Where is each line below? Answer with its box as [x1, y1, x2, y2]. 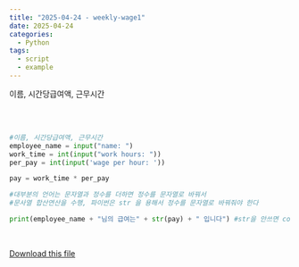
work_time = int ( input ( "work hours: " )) [9, 149, 162, 159]
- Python [17, 38, 50, 47]
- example [17, 63, 54, 72]
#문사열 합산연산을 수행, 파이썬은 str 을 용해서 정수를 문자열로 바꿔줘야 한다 [9, 198, 259, 208]
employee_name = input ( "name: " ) [9, 141, 134, 150]
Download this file [9, 247, 76, 259]
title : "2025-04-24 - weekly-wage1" [9, 13, 145, 22]
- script [17, 54, 50, 63]
